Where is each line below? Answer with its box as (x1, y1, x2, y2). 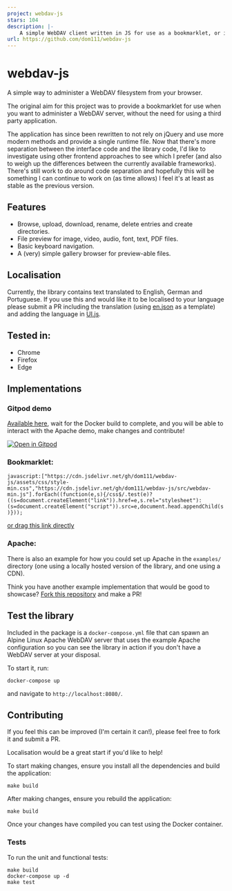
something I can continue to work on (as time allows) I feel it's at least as (7, 174, 214, 183)
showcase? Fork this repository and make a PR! (7, 589, 142, 598)
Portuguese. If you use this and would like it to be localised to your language (7, 295, 224, 303)
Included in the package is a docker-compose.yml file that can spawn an (7, 628, 209, 636)
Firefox (17, 356, 38, 364)
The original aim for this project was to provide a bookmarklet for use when (7, 102, 222, 111)
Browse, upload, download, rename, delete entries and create (17, 219, 193, 228)
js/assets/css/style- (7, 479, 70, 486)
